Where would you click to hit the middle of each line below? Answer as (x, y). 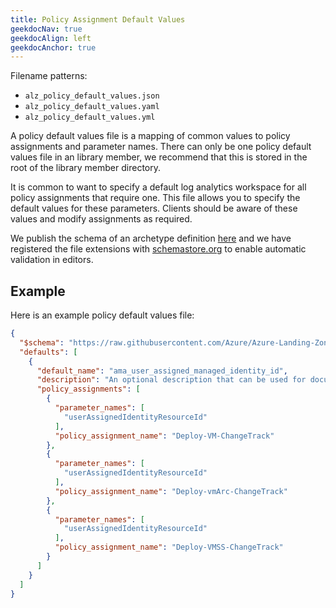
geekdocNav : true (46, 29)
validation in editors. (52, 260)
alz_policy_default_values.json (92, 96)
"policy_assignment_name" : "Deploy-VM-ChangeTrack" (164, 436)
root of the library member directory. (86, 168)
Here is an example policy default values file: (102, 315)
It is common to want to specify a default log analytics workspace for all (158, 187)
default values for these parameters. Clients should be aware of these (154, 208)
